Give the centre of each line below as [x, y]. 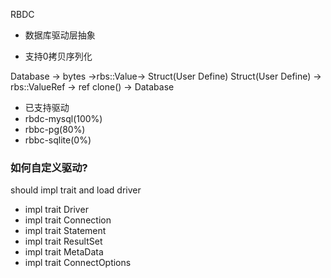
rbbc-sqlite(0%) [58, 140]
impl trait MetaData [64, 252]
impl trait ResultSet [63, 241]
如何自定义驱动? [49, 167]
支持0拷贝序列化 [58, 56]
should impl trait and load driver [76, 190]
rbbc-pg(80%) [55, 129]
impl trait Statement [65, 231]
